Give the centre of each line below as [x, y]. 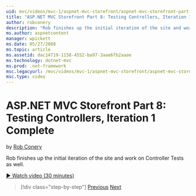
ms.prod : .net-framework [36, 66]
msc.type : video [26, 77]
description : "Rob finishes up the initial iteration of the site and [94, 28]
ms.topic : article [28, 50]
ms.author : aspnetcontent [37, 33]
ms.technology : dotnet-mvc [39, 60]
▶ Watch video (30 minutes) [40, 176]
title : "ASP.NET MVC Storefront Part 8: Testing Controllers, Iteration [96, 17]
